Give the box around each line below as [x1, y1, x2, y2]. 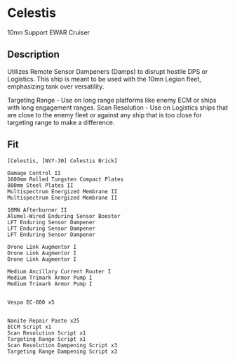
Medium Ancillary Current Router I [7, 268, 112, 275]
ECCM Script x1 [7, 323, 52, 330]
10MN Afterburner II [7, 206, 68, 214]
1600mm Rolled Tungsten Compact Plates [7, 176, 124, 183]
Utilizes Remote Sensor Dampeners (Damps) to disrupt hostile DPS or [7, 67, 208, 75]
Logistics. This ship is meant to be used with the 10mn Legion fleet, [7, 75, 202, 83]
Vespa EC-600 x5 [7, 299, 55, 306]
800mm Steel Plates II [7, 181, 74, 189]
